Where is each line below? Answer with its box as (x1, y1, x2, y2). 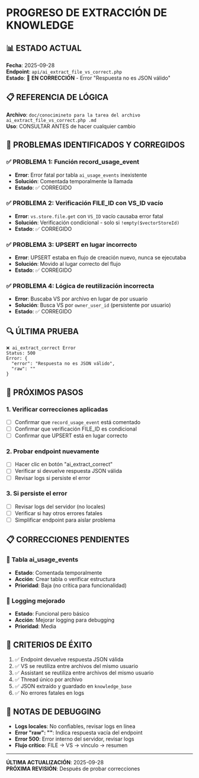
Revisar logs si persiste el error (14, 474, 91, 481)
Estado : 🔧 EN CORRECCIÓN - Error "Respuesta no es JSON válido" (6, 74, 171, 81)
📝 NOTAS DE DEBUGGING (6, 707, 101, 717)
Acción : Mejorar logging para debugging (14, 616, 115, 624)
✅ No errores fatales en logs (14, 689, 85, 696)
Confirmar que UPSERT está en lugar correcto (14, 432, 128, 440)
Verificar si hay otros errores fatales (14, 509, 102, 517)
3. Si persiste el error (6, 490, 68, 498)
